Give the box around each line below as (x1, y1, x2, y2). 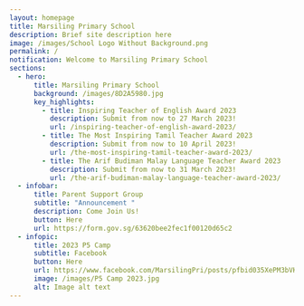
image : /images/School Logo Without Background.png (9, 38, 208, 48)
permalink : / (9, 47, 59, 56)
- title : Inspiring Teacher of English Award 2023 (42, 106, 237, 115)
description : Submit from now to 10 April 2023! (49, 139, 237, 148)
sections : (9, 64, 47, 73)
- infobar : (17, 182, 59, 191)
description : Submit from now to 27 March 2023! (49, 114, 237, 123)
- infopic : (17, 232, 59, 241)
